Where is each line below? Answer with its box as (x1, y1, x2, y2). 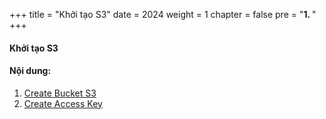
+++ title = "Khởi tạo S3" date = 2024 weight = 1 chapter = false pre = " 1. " (9, 9, 317, 20)
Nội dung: (9, 65, 52, 77)
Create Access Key (23, 97, 103, 109)
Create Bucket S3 (23, 87, 97, 99)
